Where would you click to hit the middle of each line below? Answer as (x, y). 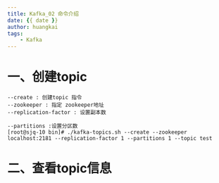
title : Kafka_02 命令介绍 (43, 14)
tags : (15, 33)
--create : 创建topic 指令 (45, 98)
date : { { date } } (33, 20)
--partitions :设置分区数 (43, 126)
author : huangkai (33, 27)
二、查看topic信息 (60, 169)
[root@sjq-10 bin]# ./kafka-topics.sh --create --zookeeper (98, 132)
